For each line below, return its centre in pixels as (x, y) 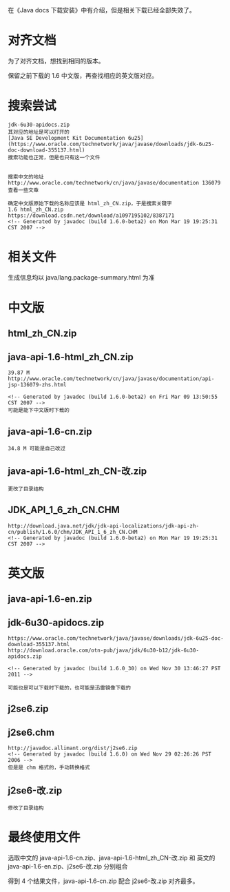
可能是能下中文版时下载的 (39, 411)
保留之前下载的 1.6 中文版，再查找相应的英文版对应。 (83, 75)
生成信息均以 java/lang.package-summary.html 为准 (81, 277)
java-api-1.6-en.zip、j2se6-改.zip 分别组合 (68, 866)
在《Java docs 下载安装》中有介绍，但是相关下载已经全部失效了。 (102, 10)
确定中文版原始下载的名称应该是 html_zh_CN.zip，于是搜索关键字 (90, 203)
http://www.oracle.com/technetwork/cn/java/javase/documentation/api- (111, 379)
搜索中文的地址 (26, 177)
